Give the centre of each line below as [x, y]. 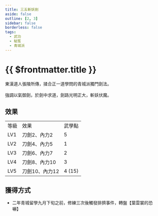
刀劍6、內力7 [37, 153]
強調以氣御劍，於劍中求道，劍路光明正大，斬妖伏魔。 [58, 95]
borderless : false [24, 28]
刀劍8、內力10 [39, 162]
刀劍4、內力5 [37, 144]
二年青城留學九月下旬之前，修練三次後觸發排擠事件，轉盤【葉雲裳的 [80, 203]
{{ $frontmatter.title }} [51, 70]
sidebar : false [20, 23]
